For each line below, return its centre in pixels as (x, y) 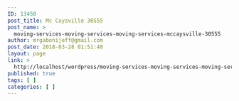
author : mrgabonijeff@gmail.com (55, 41)
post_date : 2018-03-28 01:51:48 (55, 47)
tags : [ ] (22, 80)
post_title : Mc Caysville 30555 (55, 21)
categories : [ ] (31, 87)
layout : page (27, 54)
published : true (31, 73)
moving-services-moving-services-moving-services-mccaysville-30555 (117, 34)
